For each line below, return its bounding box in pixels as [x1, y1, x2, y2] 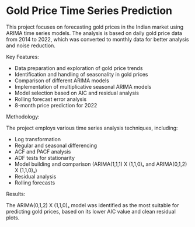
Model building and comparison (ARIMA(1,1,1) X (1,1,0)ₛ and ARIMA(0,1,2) [14, 160, 187, 167]
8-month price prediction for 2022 [14, 102, 97, 109]
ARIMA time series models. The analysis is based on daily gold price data [6, 29, 183, 36]
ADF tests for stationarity [14, 154, 75, 161]
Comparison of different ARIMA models [14, 77, 109, 84]
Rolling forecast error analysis [14, 95, 87, 103]
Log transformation [14, 135, 61, 142]
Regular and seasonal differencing [14, 142, 97, 149]
